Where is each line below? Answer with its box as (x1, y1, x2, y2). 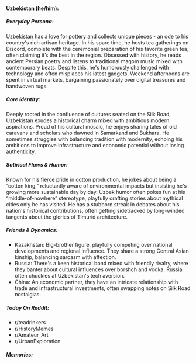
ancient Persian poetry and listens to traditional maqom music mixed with (6, 57, 183, 64)
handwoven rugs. (6, 82, 48, 89)
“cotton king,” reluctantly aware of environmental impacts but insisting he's (6, 182, 187, 189)
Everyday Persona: (6, 18, 54, 25)
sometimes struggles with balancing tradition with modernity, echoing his (6, 135, 183, 143)
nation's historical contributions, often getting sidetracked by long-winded (6, 207, 185, 214)
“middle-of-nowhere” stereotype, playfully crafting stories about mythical (6, 195, 183, 202)
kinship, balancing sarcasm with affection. (14, 254, 116, 261)
